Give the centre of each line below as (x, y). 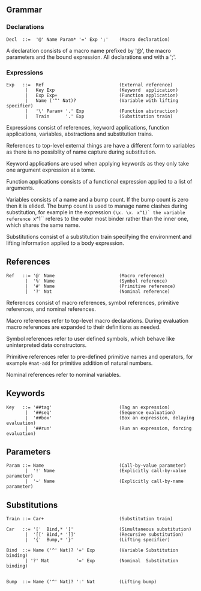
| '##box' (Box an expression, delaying (110, 418)
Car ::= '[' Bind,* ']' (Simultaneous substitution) (99, 529)
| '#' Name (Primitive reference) (100, 286)
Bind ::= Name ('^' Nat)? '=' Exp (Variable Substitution (92, 550)
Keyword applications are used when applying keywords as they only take (97, 163)
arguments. (20, 188)
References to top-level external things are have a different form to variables (101, 145)
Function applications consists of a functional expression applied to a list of (99, 181)
